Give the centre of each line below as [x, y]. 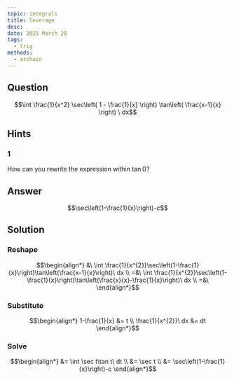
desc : [15, 27]
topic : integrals [33, 14]
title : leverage [31, 20]
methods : [20, 53]
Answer [25, 191]
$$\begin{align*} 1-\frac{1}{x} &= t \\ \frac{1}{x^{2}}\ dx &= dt [118, 321]
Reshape [23, 250]
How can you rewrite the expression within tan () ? [78, 169]
